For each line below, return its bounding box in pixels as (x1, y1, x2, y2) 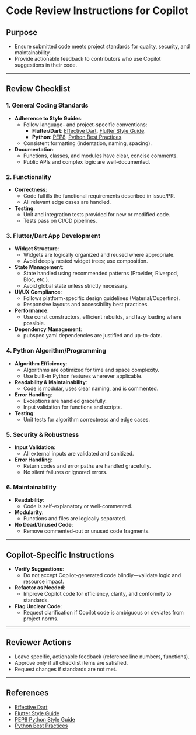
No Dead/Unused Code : (14, 522, 73, 529)
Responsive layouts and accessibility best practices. (23, 301, 149, 308)
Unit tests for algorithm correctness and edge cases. (23, 416, 150, 423)
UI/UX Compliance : (14, 288, 62, 296)
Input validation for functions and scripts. (23, 403, 123, 410)
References (6, 688, 49, 698)
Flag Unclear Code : (14, 602, 62, 609)
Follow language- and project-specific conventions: (23, 121, 148, 128)
